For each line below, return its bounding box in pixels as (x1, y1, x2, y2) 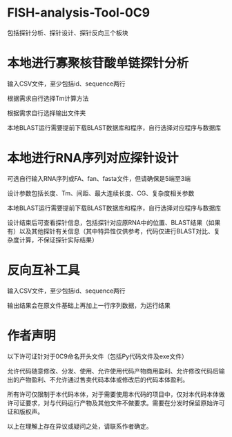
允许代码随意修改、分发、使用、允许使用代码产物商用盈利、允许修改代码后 (7, 367, 219, 375)
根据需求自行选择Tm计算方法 (7, 94, 89, 102)
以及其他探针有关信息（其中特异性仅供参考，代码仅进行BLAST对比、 (19, 226, 214, 235)
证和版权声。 (7, 407, 43, 416)
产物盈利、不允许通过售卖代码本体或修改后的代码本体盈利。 (19, 375, 188, 384)
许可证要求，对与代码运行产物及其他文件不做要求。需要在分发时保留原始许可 (7, 398, 225, 407)
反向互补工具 (7, 262, 81, 278)
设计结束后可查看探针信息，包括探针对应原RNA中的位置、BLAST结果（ (7, 218, 209, 226)
